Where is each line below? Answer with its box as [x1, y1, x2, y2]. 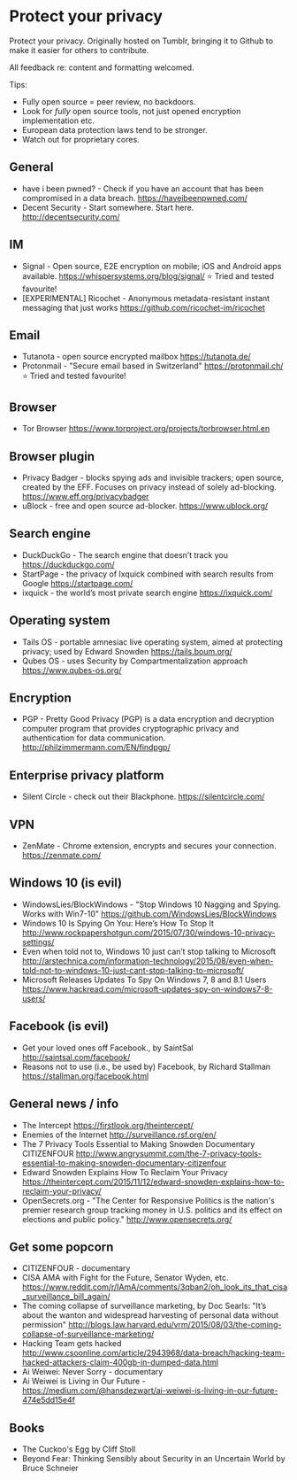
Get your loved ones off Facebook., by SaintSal [21, 1042, 194, 1053]
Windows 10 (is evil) [9, 875, 122, 891]
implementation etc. [21, 115, 95, 126]
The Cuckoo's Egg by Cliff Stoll [21, 1444, 136, 1454]
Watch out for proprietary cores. [21, 134, 140, 144]
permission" [21, 1320, 67, 1330]
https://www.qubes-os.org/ [21, 664, 122, 675]
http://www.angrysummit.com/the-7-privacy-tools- [75, 1148, 263, 1158]
